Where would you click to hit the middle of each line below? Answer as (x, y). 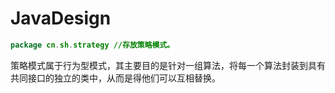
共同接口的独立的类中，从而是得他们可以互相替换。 (115, 78)
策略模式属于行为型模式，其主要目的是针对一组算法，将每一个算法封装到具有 (168, 65)
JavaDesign (61, 18)
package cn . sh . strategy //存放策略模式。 (92, 45)
